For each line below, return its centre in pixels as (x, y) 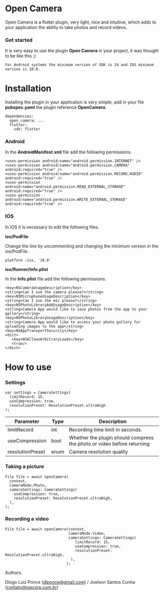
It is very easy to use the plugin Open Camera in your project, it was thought (82, 51)
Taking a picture (25, 467)
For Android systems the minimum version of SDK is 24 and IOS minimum (79, 65)
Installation (28, 88)
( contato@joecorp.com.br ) (32, 587)
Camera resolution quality (99, 452)
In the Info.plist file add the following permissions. (56, 279)
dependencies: (20, 116)
